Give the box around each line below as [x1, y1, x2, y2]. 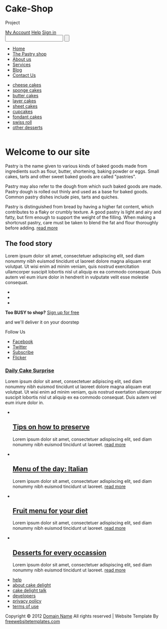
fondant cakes [12, 114, 42, 120]
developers [12, 593, 36, 599]
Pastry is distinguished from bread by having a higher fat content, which [5, 203, 154, 209]
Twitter [12, 344, 27, 350]
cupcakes [12, 108, 33, 114]
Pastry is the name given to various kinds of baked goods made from [5, 163, 147, 169]
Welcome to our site [5, 146, 90, 158]
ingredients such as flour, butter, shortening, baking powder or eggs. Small [5, 168, 159, 174]
